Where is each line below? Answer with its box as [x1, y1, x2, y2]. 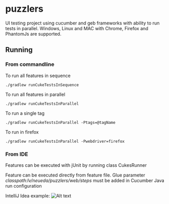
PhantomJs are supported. [5, 31, 61, 37]
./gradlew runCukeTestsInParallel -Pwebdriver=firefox [5, 139, 125, 144]
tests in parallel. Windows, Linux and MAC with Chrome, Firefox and [5, 25, 149, 31]
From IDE [5, 150, 28, 158]
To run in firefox [5, 129, 39, 135]
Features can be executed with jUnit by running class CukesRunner [5, 162, 147, 168]
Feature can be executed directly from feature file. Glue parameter [5, 172, 145, 178]
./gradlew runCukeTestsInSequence [5, 82, 79, 87]
